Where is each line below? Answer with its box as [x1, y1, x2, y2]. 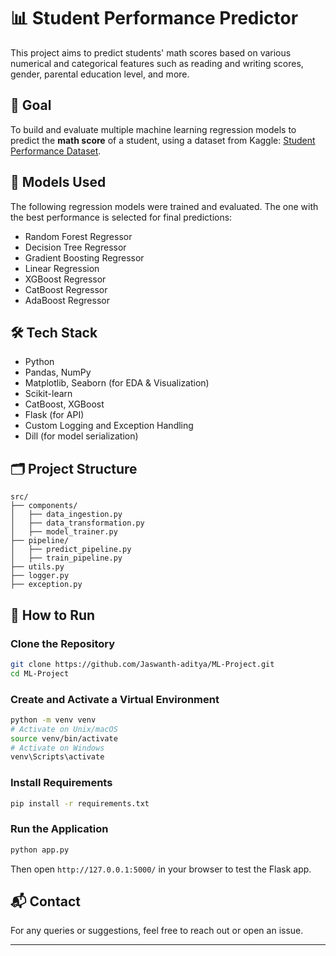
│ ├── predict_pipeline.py [10, 545, 132, 555]
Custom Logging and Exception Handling [24, 420, 194, 432]
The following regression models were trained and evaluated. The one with [10, 200, 319, 212]
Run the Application [10, 822, 109, 836]
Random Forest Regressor [24, 230, 133, 242]
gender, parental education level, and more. [10, 68, 190, 80]
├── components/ [10, 501, 78, 511]
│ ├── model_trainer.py [10, 527, 118, 537]
